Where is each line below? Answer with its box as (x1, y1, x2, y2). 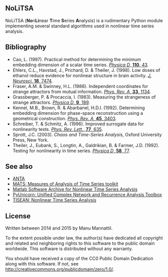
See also (5, 162, 33, 171)
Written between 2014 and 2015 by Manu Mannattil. (5, 225, 113, 232)
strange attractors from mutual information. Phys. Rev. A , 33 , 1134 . (12, 88, 151, 95)
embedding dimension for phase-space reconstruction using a (12, 110, 143, 116)
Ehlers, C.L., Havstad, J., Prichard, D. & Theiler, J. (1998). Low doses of (12, 67, 160, 73)
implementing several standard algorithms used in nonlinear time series (5, 23, 154, 29)
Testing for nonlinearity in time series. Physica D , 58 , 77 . (12, 148, 131, 154)
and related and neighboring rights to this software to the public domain (5, 240, 155, 247)
